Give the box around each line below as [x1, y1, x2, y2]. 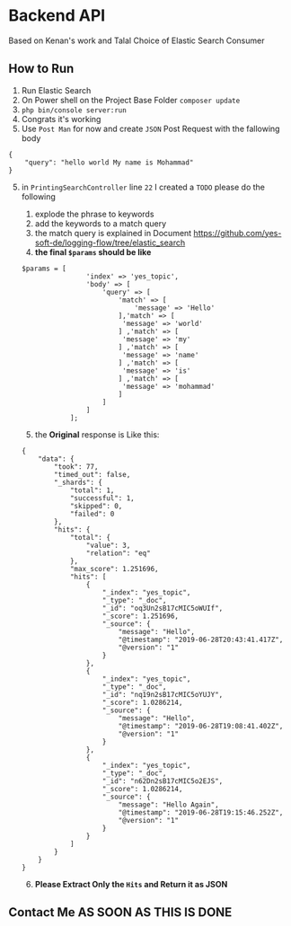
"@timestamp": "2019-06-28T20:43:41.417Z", [118, 635, 284, 644]
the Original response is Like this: [34, 428, 160, 440]
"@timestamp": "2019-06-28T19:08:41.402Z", [118, 721, 284, 730]
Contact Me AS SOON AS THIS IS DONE [8, 904, 233, 921]
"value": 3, [85, 541, 131, 550]
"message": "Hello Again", [118, 800, 219, 809]
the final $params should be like [34, 246, 152, 257]
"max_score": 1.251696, [69, 564, 159, 573]
